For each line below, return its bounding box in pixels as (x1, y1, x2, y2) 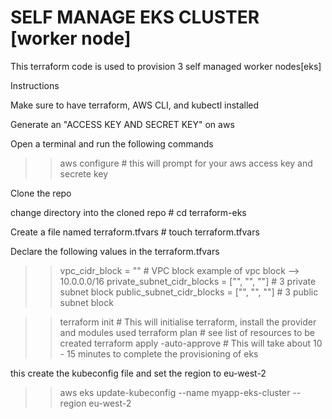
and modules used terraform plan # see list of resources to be (59, 326, 316, 338)
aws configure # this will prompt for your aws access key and (59, 157, 313, 169)
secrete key (59, 167, 109, 180)
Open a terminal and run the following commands (10, 137, 214, 150)
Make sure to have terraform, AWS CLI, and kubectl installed (10, 99, 260, 111)
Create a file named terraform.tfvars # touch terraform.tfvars (10, 226, 260, 238)
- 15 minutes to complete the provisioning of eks (59, 347, 259, 360)
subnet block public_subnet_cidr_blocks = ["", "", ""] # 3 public (59, 286, 319, 298)
